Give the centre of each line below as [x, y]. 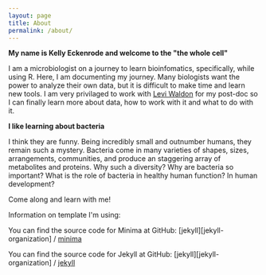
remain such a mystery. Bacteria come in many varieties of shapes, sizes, [129, 150]
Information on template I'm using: [65, 215]
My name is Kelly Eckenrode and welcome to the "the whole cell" [118, 53]
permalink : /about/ [41, 30]
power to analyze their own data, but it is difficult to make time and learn [127, 85]
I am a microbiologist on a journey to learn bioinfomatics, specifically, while [131, 69]
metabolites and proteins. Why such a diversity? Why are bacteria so [121, 167]
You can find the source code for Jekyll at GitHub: [90, 254]
